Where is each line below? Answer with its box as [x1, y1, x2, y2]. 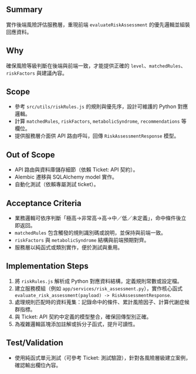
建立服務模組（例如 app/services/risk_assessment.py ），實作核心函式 [14, 285, 183, 292]
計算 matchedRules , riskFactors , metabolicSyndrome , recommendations [14, 117, 180, 125]
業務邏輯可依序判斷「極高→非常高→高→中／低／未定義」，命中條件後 [14, 214, 181, 222]
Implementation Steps [6, 261, 89, 271]
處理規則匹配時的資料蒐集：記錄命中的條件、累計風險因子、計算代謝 [14, 298, 180, 305]
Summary [6, 5, 43, 15]
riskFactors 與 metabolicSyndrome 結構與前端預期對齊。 [14, 237, 150, 244]
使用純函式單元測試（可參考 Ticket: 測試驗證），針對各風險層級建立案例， [14, 354, 191, 361]
